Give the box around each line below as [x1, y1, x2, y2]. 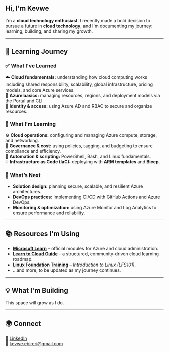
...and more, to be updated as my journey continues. [12, 267, 121, 273]
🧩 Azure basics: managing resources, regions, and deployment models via [5, 92, 160, 98]
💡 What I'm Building [5, 286, 69, 295]
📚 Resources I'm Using [5, 230, 80, 238]
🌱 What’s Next [5, 171, 41, 179]
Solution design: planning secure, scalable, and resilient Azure [12, 183, 143, 189]
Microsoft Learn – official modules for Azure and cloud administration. [12, 245, 159, 251]
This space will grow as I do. [5, 299, 64, 306]
